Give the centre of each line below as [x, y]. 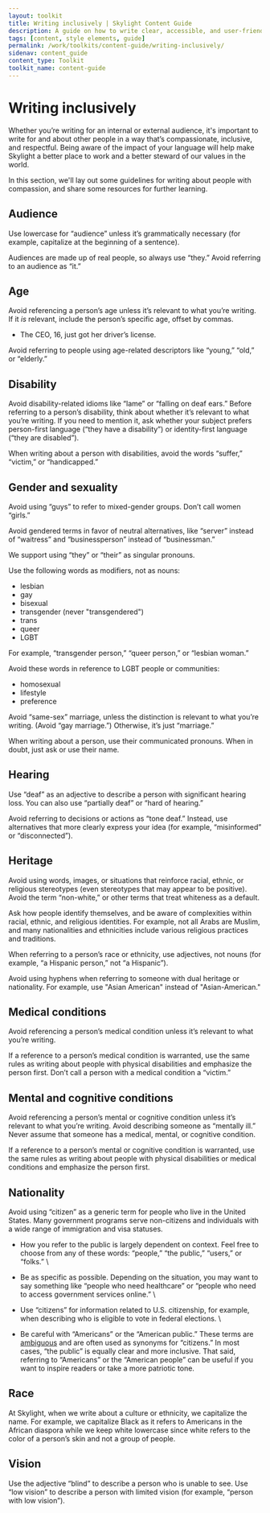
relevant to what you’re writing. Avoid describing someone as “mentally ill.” [132, 1126]
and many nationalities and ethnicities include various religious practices [129, 930]
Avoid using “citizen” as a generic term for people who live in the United [127, 1212]
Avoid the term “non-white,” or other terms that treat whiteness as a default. [134, 897]
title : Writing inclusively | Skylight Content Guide [100, 23]
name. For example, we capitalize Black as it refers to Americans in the [125, 1421]
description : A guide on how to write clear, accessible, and [115, 31]
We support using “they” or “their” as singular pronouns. [102, 554]
